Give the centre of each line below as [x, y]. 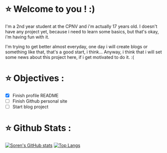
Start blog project [30, 107]
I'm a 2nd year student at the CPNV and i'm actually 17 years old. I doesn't [81, 26]
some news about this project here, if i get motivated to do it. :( [70, 57]
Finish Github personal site [40, 101]
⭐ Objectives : [35, 78]
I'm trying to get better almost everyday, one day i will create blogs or [77, 46]
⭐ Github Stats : [38, 128]
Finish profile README [35, 95]
